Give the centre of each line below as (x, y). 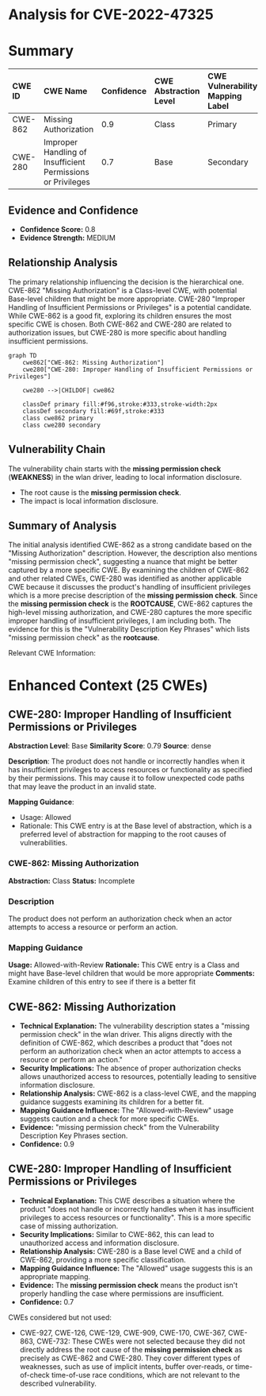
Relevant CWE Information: (52, 653)
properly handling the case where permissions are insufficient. (122, 1294)
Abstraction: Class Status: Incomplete (72, 880)
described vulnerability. (58, 1383)
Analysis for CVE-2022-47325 (111, 15)
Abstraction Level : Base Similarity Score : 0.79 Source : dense (110, 746)
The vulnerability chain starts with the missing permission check (115, 468)
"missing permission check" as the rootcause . (84, 638)
